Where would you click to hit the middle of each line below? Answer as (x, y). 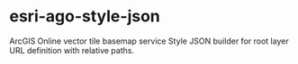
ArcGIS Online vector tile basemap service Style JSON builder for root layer (149, 41)
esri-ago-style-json (85, 16)
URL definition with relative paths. (72, 50)
